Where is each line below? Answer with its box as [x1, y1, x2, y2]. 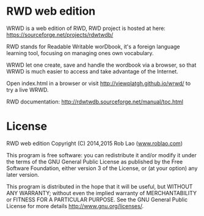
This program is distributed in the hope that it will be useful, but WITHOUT [6, 182, 193, 190]
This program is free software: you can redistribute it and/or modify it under [6, 151, 197, 158]
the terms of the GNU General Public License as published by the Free [6, 158, 183, 165]
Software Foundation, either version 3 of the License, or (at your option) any [6, 164, 198, 172]
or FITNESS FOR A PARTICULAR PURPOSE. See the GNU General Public [6, 196, 188, 203]
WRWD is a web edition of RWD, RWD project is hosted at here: [6, 24, 166, 32]
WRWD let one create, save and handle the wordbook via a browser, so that [6, 61, 197, 69]
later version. [6, 171, 40, 178]
